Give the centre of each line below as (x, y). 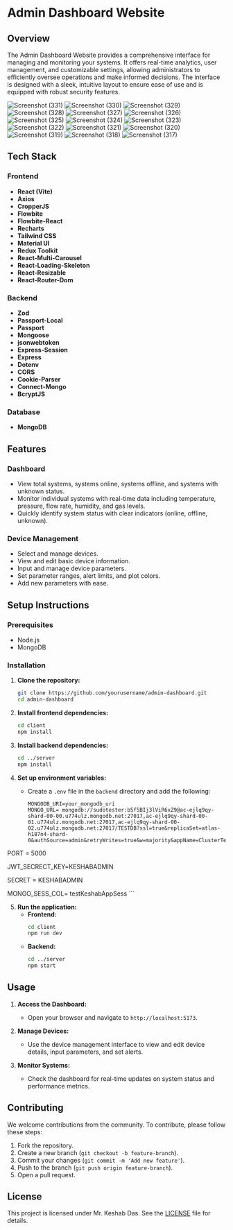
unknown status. (41, 491)
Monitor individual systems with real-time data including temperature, (116, 498)
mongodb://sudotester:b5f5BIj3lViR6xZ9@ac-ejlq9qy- (138, 810)
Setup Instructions (48, 605)
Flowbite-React (40, 221)
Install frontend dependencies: (63, 713)
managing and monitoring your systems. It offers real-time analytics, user (112, 62)
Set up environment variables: (62, 778)
